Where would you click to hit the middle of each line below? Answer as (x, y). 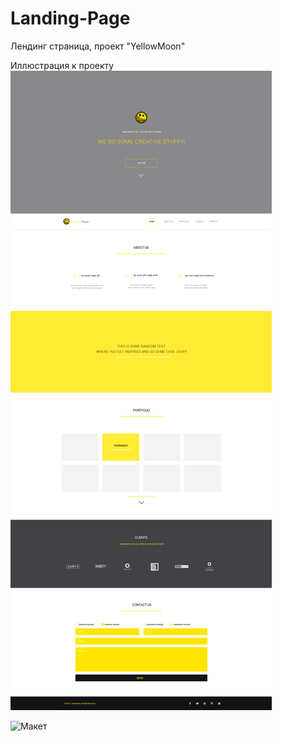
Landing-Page (70, 18)
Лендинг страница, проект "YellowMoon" (98, 46)
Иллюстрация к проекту (62, 65)
